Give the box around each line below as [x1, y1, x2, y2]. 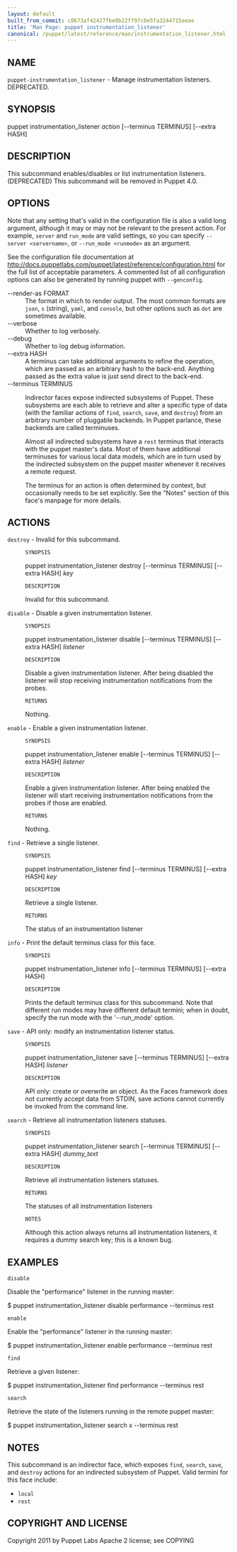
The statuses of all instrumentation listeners [25, 1202, 153, 1211]
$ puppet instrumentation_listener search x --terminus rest [7, 1421, 178, 1430]
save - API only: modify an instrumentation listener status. [7, 1027, 175, 1036]
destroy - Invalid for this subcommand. [7, 535, 121, 544]
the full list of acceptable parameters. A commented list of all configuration [7, 268, 226, 276]
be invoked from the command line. [25, 1102, 129, 1111]
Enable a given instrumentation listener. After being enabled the [25, 783, 210, 792]
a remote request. [25, 467, 77, 475]
